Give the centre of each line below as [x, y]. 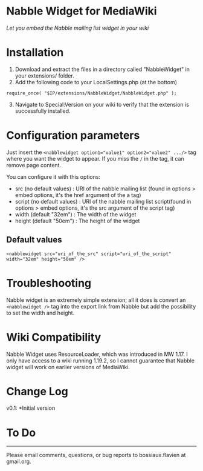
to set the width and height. [40, 313]
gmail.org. [19, 461]
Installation [35, 52]
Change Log [37, 391]
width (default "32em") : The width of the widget [76, 214]
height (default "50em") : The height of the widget [77, 221]
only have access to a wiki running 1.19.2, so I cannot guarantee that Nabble [101, 360]
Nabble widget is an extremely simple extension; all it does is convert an [96, 300]
